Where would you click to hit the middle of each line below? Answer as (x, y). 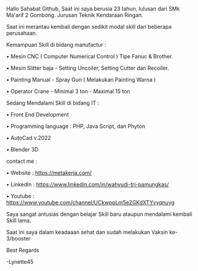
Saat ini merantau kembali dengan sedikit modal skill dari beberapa (89, 27)
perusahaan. (22, 33)
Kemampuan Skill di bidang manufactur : (56, 45)
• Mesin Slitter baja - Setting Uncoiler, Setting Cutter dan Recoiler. (88, 68)
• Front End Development (37, 114)
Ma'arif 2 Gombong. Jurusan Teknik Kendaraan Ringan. (75, 15)
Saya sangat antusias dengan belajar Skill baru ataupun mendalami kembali (99, 214)
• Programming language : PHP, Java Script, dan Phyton (76, 126)
